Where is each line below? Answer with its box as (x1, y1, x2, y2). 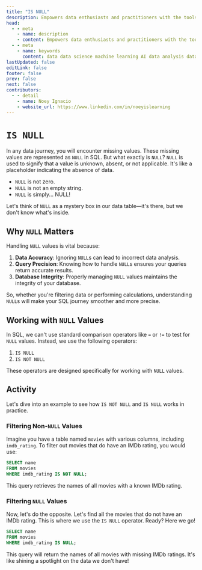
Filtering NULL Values (6, 497, 67, 505)
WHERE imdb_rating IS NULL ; (6, 539, 77, 546)
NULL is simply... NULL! (14, 191, 71, 198)
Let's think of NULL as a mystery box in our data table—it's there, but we (6, 203, 183, 210)
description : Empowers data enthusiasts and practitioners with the (6, 14, 182, 20)
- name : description (17, 31, 69, 37)
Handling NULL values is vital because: (6, 242, 100, 250)
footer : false (6, 70, 42, 76)
